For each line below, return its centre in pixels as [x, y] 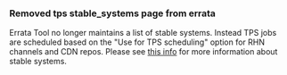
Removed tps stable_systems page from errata [113, 13]
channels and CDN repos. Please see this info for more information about [143, 52]
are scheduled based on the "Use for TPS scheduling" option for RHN [137, 42]
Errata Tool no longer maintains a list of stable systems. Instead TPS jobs [143, 33]
